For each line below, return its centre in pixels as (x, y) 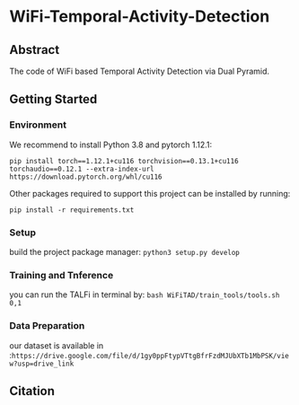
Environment (38, 125)
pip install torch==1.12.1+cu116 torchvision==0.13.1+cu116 (124, 161)
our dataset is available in (57, 345)
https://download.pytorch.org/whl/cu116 (86, 177)
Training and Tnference (62, 275)
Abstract (35, 50)
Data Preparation (47, 326)
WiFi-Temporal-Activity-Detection (140, 17)
